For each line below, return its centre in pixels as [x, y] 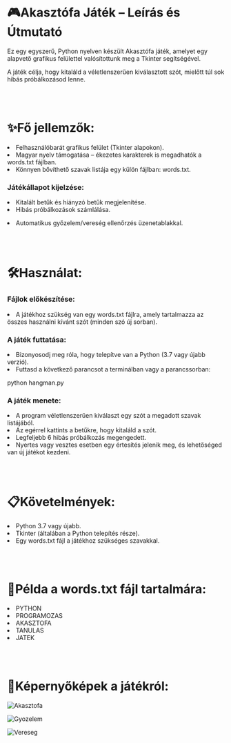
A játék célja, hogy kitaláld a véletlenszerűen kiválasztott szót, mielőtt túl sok [116, 72]
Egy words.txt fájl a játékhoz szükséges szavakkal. [88, 541]
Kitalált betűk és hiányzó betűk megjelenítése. [81, 202]
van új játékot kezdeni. [39, 452]
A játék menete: [34, 401]
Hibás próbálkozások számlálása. [63, 210]
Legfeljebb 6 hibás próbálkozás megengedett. [81, 438]
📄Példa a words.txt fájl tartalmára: [107, 589]
